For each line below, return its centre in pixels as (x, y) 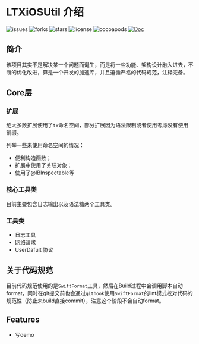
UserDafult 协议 (34, 250)
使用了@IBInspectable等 (45, 173)
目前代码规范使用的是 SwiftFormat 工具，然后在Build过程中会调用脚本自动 (94, 286)
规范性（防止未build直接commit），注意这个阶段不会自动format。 (85, 301)
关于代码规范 (30, 270)
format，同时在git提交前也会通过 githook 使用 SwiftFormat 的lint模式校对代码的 (99, 293)
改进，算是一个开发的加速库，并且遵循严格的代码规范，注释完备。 (107, 72)
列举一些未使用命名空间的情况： (45, 145)
